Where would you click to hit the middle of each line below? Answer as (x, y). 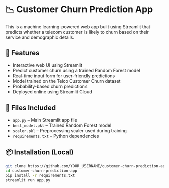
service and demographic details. (40, 37)
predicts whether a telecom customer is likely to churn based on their (77, 32)
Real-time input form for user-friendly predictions (64, 76)
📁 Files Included (31, 108)
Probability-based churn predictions (50, 86)
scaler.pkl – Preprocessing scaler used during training (70, 130)
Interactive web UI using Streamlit (48, 65)
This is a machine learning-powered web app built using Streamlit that (78, 26)
